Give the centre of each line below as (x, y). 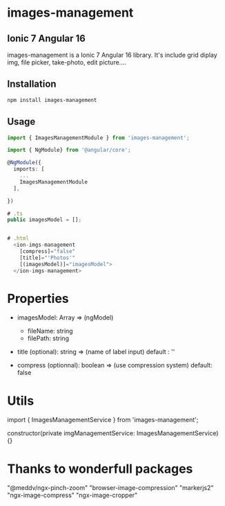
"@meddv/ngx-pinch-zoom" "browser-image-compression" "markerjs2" (110, 488)
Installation (32, 84)
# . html (18, 238)
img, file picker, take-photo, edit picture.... (67, 62)
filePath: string (48, 338)
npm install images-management (52, 100)
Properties (38, 298)
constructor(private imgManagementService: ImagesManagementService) (113, 433)
